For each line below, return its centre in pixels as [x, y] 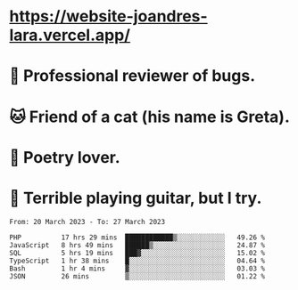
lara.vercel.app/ [70, 35]
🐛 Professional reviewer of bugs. [132, 76]
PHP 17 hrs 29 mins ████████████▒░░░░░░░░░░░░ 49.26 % [137, 238]
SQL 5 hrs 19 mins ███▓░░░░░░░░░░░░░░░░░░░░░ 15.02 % [137, 253]
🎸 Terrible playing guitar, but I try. [136, 198]
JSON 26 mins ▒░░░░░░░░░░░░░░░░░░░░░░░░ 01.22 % [137, 276]
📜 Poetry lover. [65, 157]
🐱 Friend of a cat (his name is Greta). [149, 117]
